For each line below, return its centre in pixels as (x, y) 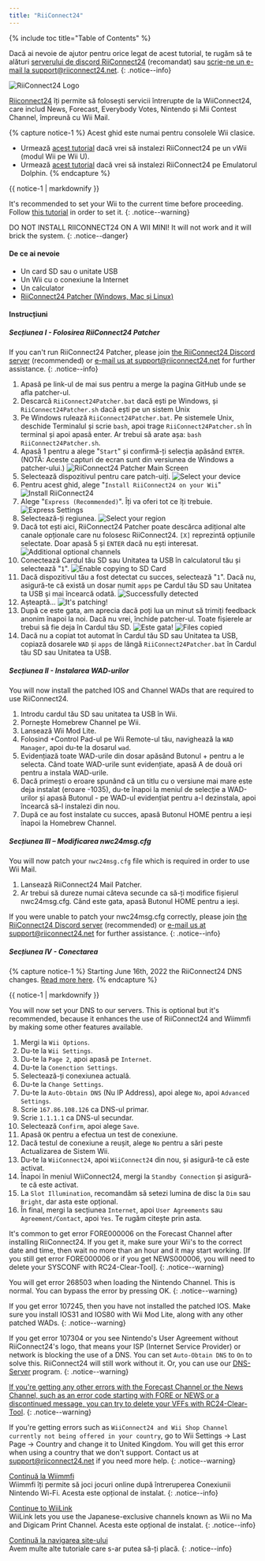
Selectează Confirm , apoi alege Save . (80, 1126)
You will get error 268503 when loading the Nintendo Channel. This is (122, 1283)
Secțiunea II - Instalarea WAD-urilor (69, 670)
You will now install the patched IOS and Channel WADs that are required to (132, 690)
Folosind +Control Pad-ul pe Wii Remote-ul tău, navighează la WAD (127, 739)
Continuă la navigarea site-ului (59, 1540)
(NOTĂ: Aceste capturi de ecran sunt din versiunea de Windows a (127, 460)
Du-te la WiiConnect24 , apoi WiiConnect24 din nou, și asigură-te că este (135, 1160)
